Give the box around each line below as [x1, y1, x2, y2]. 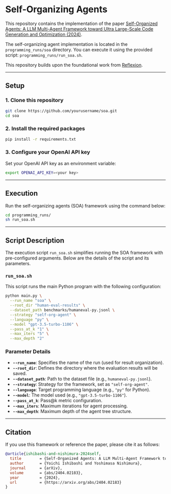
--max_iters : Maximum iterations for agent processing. [12, 403, 128, 409]
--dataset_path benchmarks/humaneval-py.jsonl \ [10, 307, 115, 313]
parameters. [5, 261, 31, 267]
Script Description [5, 236, 65, 245]
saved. [12, 371, 27, 377]
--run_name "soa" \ [10, 298, 51, 303]
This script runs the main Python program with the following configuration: [5, 283, 161, 290]
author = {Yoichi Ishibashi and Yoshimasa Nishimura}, [10, 461, 142, 466]
